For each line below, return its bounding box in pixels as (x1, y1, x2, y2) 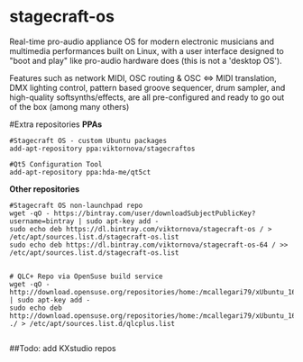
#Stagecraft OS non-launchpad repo (9, 201, 143, 210)
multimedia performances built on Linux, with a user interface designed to (9, 45, 284, 56)
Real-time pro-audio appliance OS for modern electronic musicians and (9, 36, 275, 47)
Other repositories (9, 183, 80, 195)
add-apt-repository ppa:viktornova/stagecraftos (9, 144, 196, 153)
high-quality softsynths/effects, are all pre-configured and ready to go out (9, 92, 285, 103)
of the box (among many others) (9, 101, 130, 112)
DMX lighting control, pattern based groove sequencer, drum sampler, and (9, 82, 286, 93)
